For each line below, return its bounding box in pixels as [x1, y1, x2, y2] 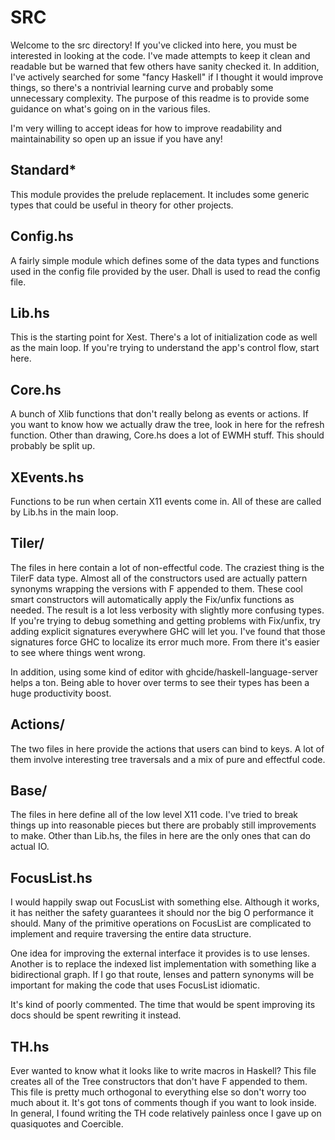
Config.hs [10, 228, 74, 245]
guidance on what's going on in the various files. [10, 102, 211, 115]
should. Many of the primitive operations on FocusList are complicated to [10, 917, 312, 930]
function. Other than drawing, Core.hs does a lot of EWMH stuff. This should [10, 429, 325, 441]
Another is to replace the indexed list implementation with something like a [10, 958, 317, 970]
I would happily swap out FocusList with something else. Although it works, [10, 896, 320, 908]
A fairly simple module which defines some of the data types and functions [10, 254, 320, 266]
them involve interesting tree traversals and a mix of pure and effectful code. [10, 753, 326, 765]
